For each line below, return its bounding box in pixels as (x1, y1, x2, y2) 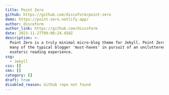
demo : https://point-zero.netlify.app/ (5, 17, 89, 22)
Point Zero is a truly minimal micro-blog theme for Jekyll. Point (10, 40, 154, 45)
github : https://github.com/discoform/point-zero (5, 12, 112, 17)
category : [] (5, 73, 33, 78)
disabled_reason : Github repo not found (5, 82, 92, 87)
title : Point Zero (5, 7, 44, 13)
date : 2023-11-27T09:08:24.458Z (5, 31, 73, 36)
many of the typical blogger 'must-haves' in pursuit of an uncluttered (10, 45, 165, 50)
